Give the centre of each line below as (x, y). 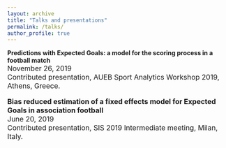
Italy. (15, 137)
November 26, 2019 (39, 68)
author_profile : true (39, 33)
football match (29, 61)
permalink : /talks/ (36, 27)
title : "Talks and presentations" (58, 20)
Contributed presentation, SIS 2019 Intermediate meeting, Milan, (113, 128)
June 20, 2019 (31, 119)
